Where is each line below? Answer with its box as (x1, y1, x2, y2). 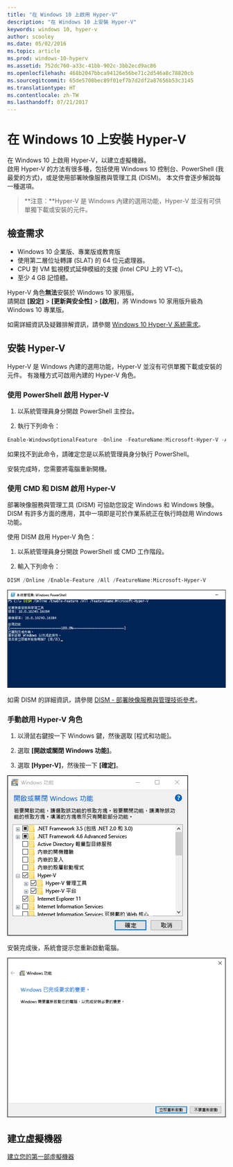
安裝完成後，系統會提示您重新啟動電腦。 (7, 944, 123, 952)
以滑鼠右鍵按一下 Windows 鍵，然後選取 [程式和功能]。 (17, 732, 175, 740)
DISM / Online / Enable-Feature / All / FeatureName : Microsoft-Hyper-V (7, 577, 207, 584)
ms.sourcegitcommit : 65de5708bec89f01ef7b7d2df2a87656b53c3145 (7, 77, 194, 84)
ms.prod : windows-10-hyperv (7, 55, 89, 62)
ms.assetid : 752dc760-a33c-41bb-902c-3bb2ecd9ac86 (7, 62, 157, 69)
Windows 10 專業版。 (7, 305, 68, 313)
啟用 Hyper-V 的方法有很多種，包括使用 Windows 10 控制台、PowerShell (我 (7, 165, 224, 173)
